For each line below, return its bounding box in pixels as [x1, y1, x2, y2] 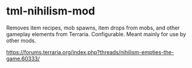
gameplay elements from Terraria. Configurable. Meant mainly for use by [6, 30, 187, 37]
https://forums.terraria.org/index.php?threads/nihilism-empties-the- [6, 48, 174, 55]
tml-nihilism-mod [6, 4, 95, 18]
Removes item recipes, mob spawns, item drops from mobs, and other [6, 24, 180, 31]
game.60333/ [6, 55, 40, 62]
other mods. [6, 37, 37, 44]
